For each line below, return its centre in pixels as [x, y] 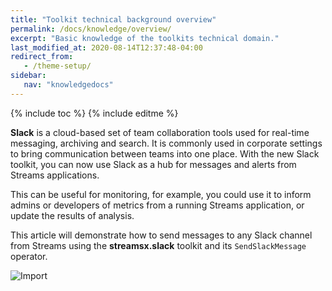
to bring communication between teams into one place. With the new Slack [165, 153]
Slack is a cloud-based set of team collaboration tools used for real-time [160, 132]
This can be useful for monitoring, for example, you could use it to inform [161, 194]
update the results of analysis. [72, 215]
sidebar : [28, 76]
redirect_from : [42, 57]
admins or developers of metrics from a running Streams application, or [157, 205]
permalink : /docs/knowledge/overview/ [91, 29]
